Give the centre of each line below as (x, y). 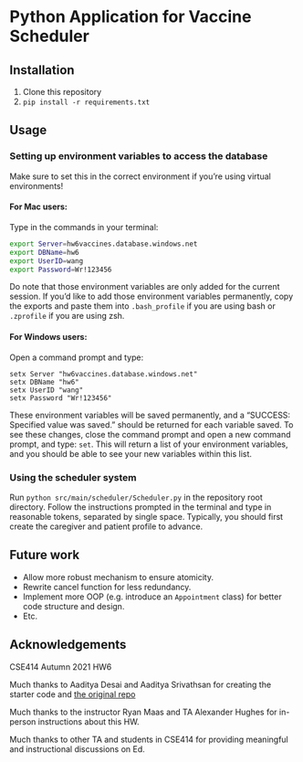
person (23, 721)
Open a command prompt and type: (77, 357)
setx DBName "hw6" (44, 382)
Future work (45, 555)
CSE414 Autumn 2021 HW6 (61, 667)
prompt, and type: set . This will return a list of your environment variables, (149, 444)
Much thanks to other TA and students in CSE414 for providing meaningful (149, 739)
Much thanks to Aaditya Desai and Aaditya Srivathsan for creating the (141, 684)
